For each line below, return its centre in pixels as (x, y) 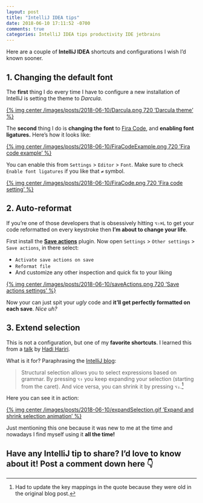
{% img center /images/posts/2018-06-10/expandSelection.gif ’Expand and (100, 410)
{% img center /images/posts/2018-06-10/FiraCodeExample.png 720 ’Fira (98, 146)
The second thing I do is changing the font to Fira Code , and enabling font (100, 128)
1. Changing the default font (60, 77)
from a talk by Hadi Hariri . (38, 349)
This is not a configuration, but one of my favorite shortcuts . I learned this (99, 342)
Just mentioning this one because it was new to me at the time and (90, 428)
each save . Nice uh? (32, 309)
